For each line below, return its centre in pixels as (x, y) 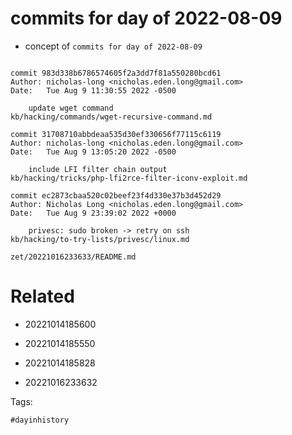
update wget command (71, 108)
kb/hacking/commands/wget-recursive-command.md (111, 117)
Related (42, 296)
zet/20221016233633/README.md (73, 257)
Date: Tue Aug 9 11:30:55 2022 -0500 (93, 90)
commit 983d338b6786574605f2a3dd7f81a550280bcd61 (116, 73)
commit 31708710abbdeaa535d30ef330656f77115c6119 (116, 134)
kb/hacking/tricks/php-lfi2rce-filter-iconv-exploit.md (129, 178)
